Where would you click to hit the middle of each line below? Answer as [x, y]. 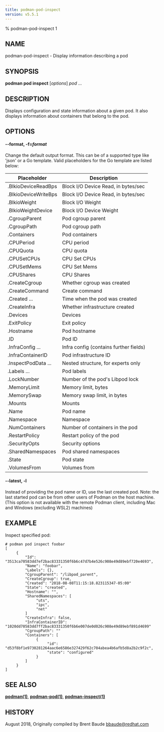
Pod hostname [79, 331]
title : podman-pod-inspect [33, 10]
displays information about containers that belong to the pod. [67, 116]
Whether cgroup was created [96, 282]
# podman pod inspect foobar [35, 544]
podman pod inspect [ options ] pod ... [44, 83]
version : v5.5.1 [22, 14]
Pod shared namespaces [91, 452]
